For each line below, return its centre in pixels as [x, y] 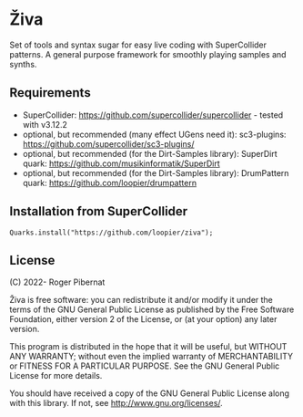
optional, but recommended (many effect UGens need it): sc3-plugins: [154, 134]
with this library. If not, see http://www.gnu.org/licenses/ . [116, 403]
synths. [23, 64]
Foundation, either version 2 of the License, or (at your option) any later [143, 319]
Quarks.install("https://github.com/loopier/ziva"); [111, 233]
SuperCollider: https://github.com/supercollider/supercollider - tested [153, 115]
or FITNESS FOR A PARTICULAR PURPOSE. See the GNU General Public [145, 366]
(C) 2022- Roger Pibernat [57, 282]
